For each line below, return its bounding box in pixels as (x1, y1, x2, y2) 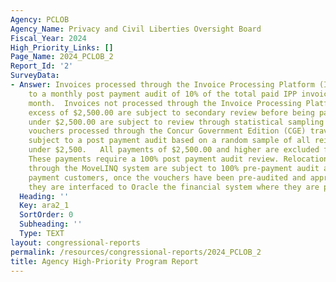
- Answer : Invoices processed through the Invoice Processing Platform (10, 80, 315, 90)
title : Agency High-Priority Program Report (10, 256, 199, 266)
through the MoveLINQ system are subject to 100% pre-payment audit (28, 163, 320, 173)
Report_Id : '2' (10, 61, 74, 71)
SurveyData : (10, 71, 60, 81)
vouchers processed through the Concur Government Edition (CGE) (28, 126, 307, 136)
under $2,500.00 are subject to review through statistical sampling (28, 117, 325, 127)
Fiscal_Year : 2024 (10, 33, 87, 43)
